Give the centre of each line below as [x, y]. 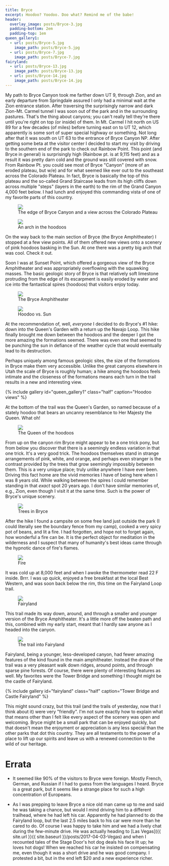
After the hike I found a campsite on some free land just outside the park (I [82, 521]
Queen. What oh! [23, 418]
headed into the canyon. [31, 629]
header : [13, 19]
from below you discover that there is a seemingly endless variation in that [82, 448]
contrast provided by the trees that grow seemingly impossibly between [80, 464]
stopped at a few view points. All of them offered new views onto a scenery [84, 242]
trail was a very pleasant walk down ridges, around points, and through [79, 665]
